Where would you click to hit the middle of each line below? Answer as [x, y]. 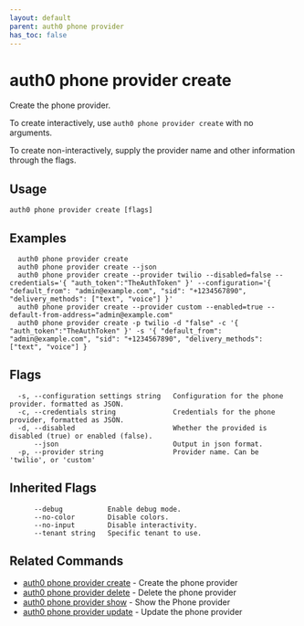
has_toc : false [38, 35]
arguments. [31, 133]
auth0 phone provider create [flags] [81, 210]
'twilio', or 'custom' [52, 460]
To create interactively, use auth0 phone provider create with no [131, 123]
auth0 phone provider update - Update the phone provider [132, 612]
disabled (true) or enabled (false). [81, 436]
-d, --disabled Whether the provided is [142, 428]
